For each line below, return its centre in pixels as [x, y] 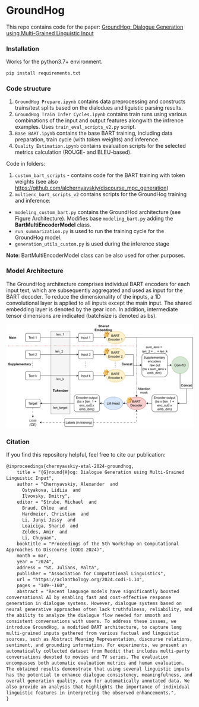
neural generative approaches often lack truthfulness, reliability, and [99, 610]
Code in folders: [26, 164]
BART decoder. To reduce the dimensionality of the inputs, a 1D [84, 296]
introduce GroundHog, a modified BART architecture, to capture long [94, 627]
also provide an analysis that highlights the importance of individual [98, 687]
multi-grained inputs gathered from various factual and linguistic [93, 633]
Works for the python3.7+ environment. [54, 62]
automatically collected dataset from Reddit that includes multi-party [98, 651]
